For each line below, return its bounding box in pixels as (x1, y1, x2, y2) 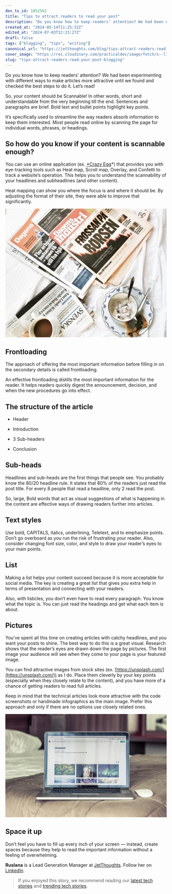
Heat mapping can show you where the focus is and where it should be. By (5, 188, 164, 194)
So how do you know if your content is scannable (5, 139, 165, 148)
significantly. (5, 199, 32, 205)
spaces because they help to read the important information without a (5, 846, 153, 852)
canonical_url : (5, 46, 38, 51)
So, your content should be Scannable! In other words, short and (5, 93, 142, 99)
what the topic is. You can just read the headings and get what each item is (5, 601, 164, 607)
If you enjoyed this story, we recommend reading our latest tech (17, 877, 153, 883)
